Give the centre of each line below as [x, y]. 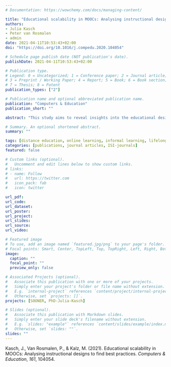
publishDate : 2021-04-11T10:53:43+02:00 [49, 62]
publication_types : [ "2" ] [33, 90]
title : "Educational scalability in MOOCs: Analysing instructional [79, 19]
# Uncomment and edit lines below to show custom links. [69, 164]
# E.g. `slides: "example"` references [50, 324]
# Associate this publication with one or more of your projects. [79, 282]
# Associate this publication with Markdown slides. [65, 315]
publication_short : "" [29, 108]
